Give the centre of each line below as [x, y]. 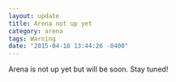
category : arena [36, 31]
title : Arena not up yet [50, 24]
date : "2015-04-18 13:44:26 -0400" [69, 46]
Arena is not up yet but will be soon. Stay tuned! [88, 69]
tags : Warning [32, 39]
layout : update [34, 16]
